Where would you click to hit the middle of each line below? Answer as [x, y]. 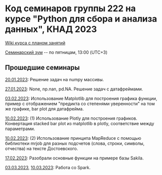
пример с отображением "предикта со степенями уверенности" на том [80, 104]
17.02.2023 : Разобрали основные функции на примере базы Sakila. [74, 158]
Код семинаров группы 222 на [71, 9]
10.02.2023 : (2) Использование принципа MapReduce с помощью [73, 138]
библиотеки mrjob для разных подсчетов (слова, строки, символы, [75, 143]
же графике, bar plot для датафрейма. [45, 109]
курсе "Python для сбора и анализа [81, 19]
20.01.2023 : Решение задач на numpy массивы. [54, 79]
